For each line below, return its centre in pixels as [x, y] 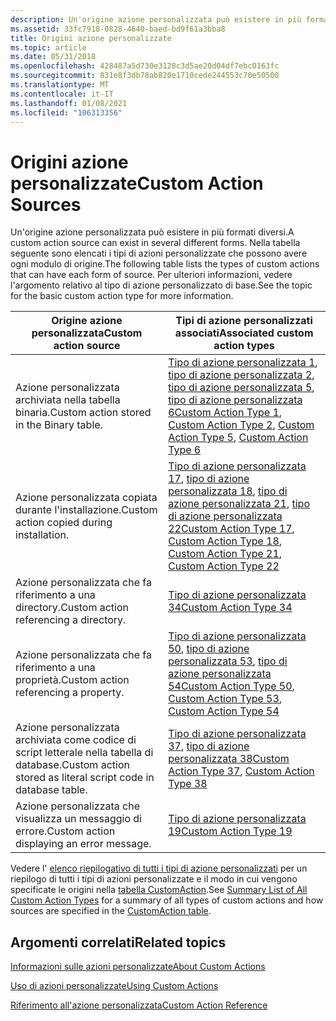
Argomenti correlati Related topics [118, 942]
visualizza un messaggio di [78, 819]
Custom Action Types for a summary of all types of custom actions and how [167, 900]
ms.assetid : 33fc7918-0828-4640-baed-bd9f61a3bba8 [118, 29]
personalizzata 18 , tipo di [228, 491]
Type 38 [188, 784]
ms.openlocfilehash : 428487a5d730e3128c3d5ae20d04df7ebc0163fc [145, 66]
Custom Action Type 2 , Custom [241, 425]
